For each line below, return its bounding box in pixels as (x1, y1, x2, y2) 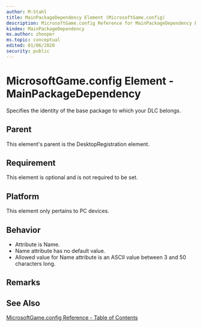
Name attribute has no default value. (14, 247, 106, 254)
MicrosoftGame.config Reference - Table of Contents (6, 314, 138, 322)
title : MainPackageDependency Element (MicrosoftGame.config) (6, 14, 165, 21)
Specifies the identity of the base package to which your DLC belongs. (6, 107, 182, 114)
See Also (6, 298, 40, 308)
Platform (6, 191, 40, 202)
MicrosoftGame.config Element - (6, 74, 174, 87)
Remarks (6, 278, 41, 288)
